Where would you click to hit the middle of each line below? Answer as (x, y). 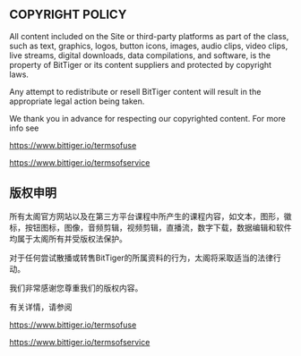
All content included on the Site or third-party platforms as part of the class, (149, 36)
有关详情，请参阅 (41, 307)
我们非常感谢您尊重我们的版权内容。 (76, 288)
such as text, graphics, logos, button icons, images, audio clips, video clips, (149, 46)
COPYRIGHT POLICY (68, 15)
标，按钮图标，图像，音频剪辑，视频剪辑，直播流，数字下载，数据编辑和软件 (150, 227)
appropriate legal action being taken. (77, 101)
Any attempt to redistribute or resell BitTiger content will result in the (135, 91)
